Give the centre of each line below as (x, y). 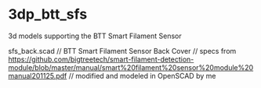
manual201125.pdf (38, 76)
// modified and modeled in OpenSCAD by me (142, 76)
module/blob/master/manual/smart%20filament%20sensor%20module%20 (131, 67)
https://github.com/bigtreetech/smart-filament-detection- (101, 59)
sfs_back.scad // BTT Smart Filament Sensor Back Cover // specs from (122, 51)
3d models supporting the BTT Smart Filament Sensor (95, 36)
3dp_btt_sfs (48, 14)
